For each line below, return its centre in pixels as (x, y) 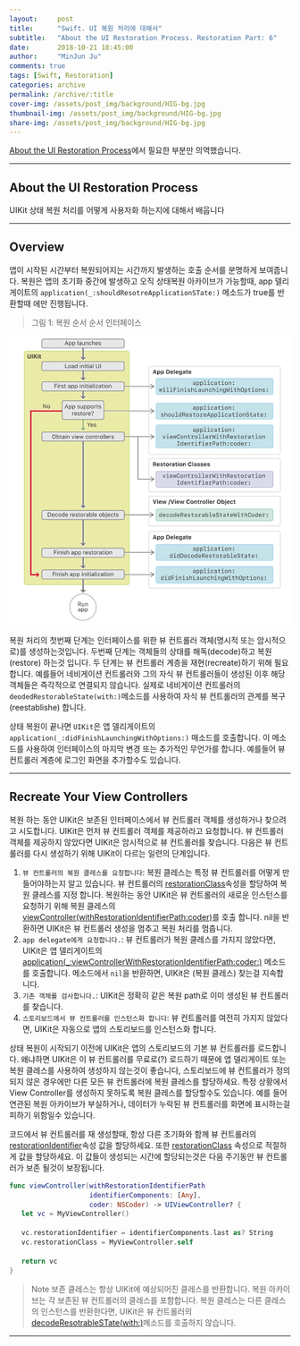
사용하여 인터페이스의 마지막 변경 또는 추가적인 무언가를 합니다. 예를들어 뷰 (155, 749)
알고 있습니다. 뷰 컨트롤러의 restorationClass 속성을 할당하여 (173, 883)
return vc (39, 1261)
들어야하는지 (44, 883)
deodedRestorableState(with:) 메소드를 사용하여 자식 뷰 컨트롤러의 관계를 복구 (147, 696)
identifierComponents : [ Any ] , (145, 1195)
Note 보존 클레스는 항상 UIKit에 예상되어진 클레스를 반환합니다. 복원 (149, 1289)
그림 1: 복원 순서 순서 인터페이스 (86, 322)
